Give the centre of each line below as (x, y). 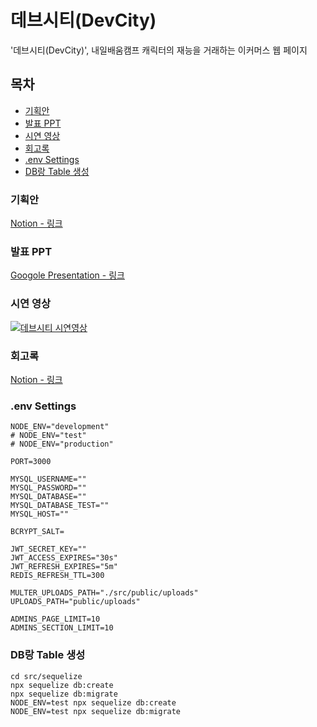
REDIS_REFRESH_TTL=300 (57, 576)
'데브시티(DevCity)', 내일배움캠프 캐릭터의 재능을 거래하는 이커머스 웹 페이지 (159, 50)
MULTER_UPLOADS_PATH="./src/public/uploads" (104, 593)
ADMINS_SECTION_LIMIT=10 (62, 628)
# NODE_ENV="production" (62, 444)
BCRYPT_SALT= (37, 532)
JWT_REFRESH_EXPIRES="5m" (64, 567)
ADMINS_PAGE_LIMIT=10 (55, 619)
